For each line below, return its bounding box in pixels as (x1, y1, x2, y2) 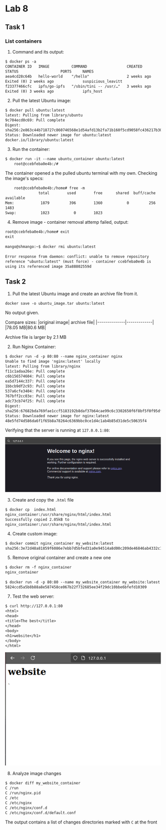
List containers (5, 38, 42, 45)
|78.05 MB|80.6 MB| (5, 324, 46, 330)
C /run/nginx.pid (5, 791, 41, 796)
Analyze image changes (12, 770, 62, 776)
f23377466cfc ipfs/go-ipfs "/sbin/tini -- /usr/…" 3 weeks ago (5, 84, 152, 89)
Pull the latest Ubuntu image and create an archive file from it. (12, 291, 138, 297)
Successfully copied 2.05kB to (5, 517, 70, 522)
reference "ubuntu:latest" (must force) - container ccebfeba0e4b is (5, 259, 152, 264)
